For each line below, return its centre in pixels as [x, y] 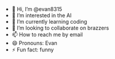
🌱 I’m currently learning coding [49, 22]
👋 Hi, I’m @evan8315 [37, 9]
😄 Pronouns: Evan [34, 43]
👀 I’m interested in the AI [42, 15]
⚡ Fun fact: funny [33, 50]
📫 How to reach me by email [47, 35]
